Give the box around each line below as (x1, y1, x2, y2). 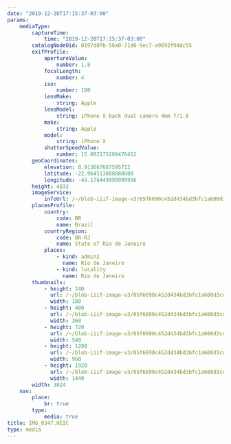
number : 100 (56, 87, 91, 94)
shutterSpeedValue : (43, 145, 100, 151)
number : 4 (56, 74, 85, 81)
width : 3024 (32, 381, 67, 388)
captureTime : (32, 29, 69, 36)
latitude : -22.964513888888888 (43, 170, 134, 177)
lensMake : (43, 94, 72, 101)
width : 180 (50, 298, 81, 305)
